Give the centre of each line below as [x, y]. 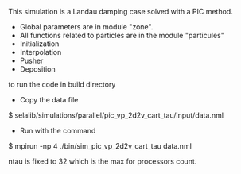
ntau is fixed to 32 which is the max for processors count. [103, 161]
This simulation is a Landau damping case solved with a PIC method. [120, 12]
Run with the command [58, 131]
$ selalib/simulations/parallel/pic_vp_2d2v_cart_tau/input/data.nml [116, 115]
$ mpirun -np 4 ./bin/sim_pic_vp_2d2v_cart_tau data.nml [100, 146]
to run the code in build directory [62, 84]
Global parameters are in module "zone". [86, 27]
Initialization [39, 44]
